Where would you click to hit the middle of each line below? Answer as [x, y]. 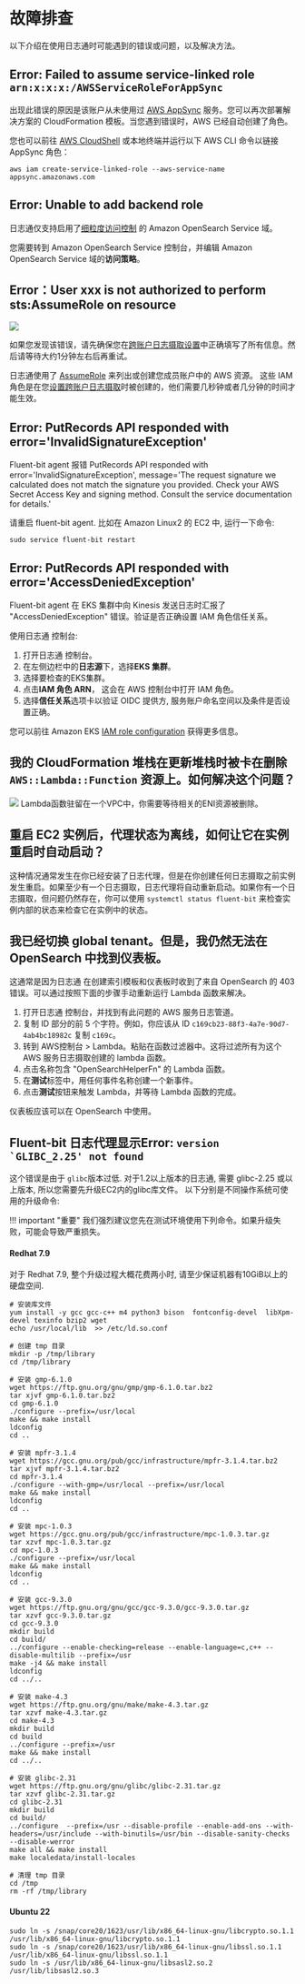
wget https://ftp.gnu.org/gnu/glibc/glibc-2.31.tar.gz [115, 1787]
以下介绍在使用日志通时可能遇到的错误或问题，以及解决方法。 [125, 45]
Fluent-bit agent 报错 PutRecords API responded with [109, 465]
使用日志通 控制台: [44, 636]
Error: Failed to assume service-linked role [133, 75]
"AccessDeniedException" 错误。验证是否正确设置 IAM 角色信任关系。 [141, 616]
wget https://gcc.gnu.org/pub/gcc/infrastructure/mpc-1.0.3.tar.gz [140, 1535]
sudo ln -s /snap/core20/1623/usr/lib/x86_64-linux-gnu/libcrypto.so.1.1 [152, 1931]
